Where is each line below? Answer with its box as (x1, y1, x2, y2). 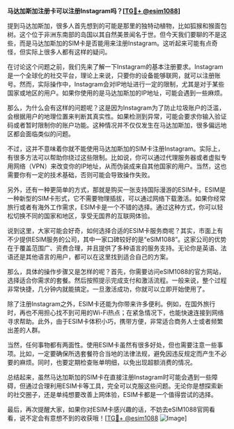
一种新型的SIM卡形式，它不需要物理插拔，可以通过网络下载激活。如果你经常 (7, 195, 226, 202)
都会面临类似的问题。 (13, 130, 75, 138)
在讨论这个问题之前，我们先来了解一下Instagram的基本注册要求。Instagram (7, 63, 224, 70)
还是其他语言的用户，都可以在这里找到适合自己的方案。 (13, 253, 172, 261)
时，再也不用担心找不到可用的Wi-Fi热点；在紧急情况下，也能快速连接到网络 (7, 308, 224, 317)
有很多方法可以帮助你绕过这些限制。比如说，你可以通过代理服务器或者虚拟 (7, 153, 221, 161)
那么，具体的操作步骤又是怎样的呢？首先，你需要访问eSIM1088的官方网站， (7, 268, 225, 276)
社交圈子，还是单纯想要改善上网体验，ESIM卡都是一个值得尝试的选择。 (13, 391, 217, 398)
